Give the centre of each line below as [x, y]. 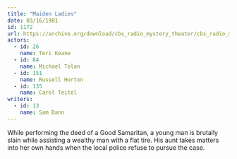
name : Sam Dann [42, 112]
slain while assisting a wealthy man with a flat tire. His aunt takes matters [113, 140]
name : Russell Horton [51, 79]
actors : [19, 40]
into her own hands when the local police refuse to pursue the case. [106, 147]
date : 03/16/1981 [33, 20]
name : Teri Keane [45, 54]
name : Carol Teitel [49, 93]
